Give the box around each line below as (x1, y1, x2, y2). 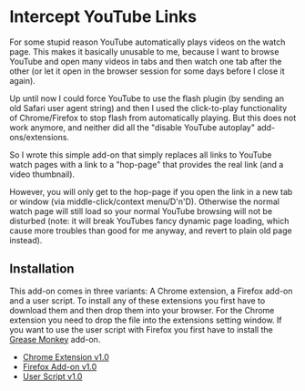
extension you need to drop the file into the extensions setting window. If (9, 314, 282, 325)
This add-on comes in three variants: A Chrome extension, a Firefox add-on (9, 285, 293, 296)
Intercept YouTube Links (9, 6, 198, 27)
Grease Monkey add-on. (9, 334, 101, 345)
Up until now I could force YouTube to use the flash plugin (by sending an (9, 93, 285, 104)
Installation (9, 262, 75, 277)
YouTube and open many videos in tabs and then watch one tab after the (9, 56, 282, 67)
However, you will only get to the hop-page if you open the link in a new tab (9, 186, 293, 197)
